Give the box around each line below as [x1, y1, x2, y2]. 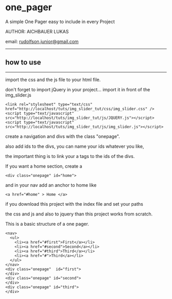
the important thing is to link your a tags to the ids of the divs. [5, 153, 135, 159]
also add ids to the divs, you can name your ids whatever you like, [5, 143, 144, 149]
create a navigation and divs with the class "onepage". [5, 133, 120, 139]
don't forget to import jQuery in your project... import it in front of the [5, 86, 150, 92]
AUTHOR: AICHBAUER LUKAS [5, 28, 69, 34]
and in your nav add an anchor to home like [5, 182, 97, 188]
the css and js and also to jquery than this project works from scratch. [5, 211, 153, 217]
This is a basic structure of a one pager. [5, 221, 90, 227]
